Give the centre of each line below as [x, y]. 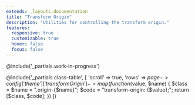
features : [18, 28]
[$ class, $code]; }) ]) [31, 96]
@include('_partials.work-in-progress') [53, 66]
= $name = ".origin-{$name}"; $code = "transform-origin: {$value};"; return [98, 90]
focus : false [27, 50]
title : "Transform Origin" [39, 17]
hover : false [27, 44]
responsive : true [33, 33]
